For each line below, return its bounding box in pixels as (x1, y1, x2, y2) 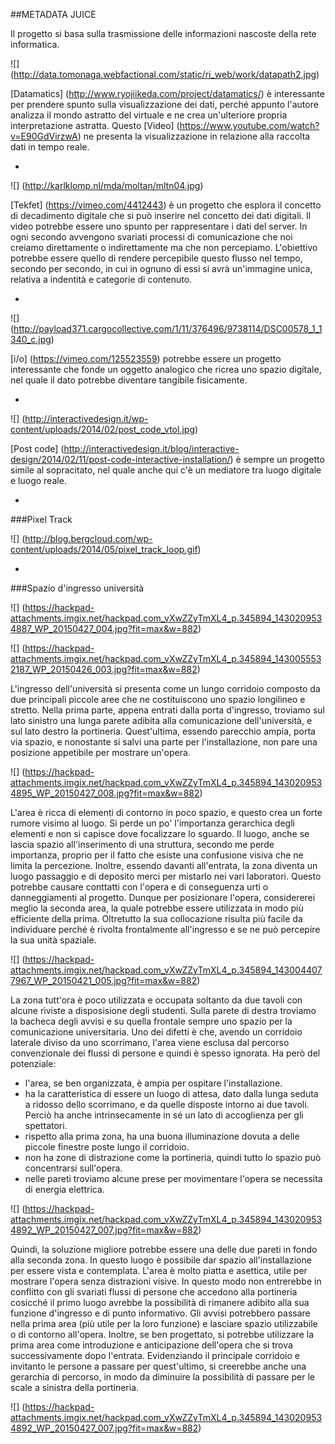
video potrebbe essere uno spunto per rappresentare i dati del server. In (10, 220, 308, 232)
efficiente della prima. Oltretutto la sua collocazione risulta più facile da (10, 913, 303, 924)
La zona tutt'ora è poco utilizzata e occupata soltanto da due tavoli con (10, 994, 303, 1006)
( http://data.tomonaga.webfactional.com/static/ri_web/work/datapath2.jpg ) (10, 69, 320, 80)
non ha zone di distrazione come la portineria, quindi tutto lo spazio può (24, 1152, 322, 1163)
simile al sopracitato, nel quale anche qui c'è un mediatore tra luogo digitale (10, 464, 322, 476)
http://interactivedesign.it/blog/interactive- (63, 443, 240, 454)
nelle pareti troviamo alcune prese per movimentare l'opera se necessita (24, 1173, 323, 1184)
